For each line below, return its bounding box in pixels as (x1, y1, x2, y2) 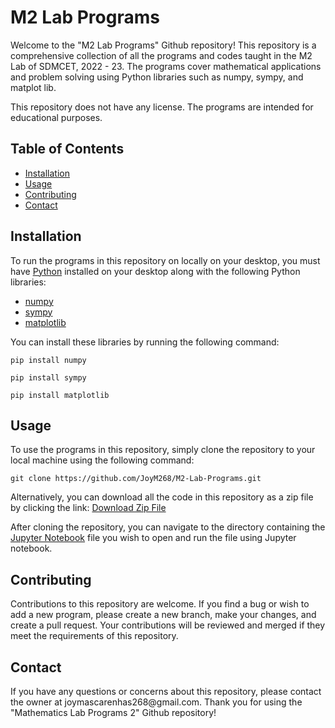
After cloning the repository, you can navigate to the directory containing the (10, 521, 326, 533)
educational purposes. (10, 111, 103, 123)
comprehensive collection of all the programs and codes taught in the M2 (10, 49, 313, 61)
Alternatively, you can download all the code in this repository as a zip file (10, 491, 314, 503)
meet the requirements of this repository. (10, 630, 179, 642)
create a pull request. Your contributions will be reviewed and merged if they (10, 619, 326, 631)
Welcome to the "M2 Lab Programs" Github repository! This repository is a (10, 39, 317, 51)
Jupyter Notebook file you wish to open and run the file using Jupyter (10, 532, 297, 544)
